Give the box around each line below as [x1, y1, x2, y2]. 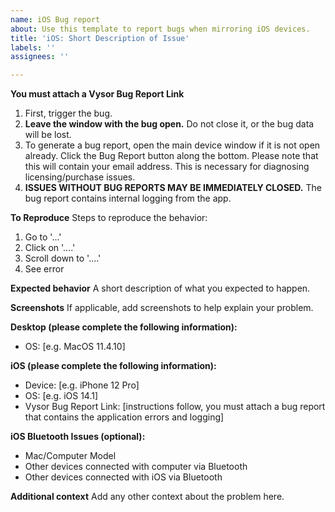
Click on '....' [24, 242, 76, 254]
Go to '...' [24, 231, 62, 243]
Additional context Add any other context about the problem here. [10, 491, 285, 503]
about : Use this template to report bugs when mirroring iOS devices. [10, 24, 311, 34]
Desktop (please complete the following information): [10, 321, 238, 333]
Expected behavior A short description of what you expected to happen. [10, 282, 311, 295]
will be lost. [24, 129, 72, 141]
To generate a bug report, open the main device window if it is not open [24, 139, 321, 151]
